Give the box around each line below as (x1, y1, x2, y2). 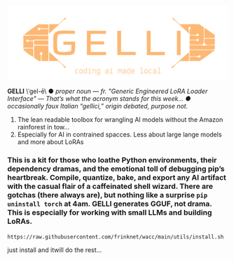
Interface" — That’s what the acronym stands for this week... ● (7, 94, 191, 103)
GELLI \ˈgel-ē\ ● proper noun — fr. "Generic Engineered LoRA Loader (7, 87, 208, 96)
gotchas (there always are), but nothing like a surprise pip (7, 190, 208, 200)
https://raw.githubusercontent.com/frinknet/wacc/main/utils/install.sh (7, 233, 224, 240)
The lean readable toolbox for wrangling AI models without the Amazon (17, 115, 223, 124)
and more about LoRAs (17, 138, 84, 146)
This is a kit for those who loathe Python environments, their (7, 155, 217, 165)
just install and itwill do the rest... (7, 246, 102, 254)
